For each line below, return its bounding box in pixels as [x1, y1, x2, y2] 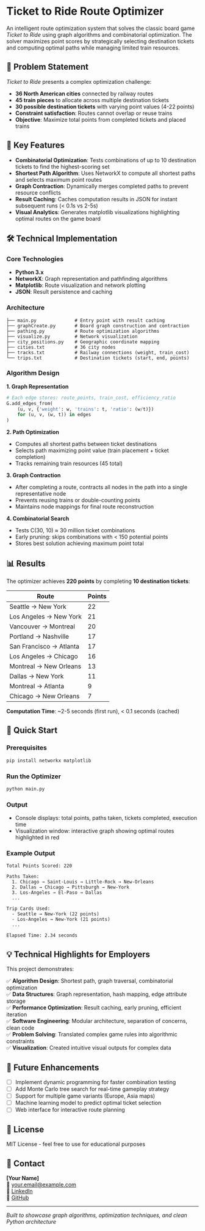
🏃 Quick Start [6, 725, 58, 735]
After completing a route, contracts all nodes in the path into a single [15, 483, 188, 491]
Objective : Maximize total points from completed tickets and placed [15, 116, 186, 123]
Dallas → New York [9, 672, 64, 680]
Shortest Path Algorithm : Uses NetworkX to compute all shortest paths [15, 169, 196, 177]
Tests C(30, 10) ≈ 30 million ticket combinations [15, 527, 135, 534]
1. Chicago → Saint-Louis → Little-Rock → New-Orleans [12, 879, 154, 885]
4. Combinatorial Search [6, 515, 70, 523]
